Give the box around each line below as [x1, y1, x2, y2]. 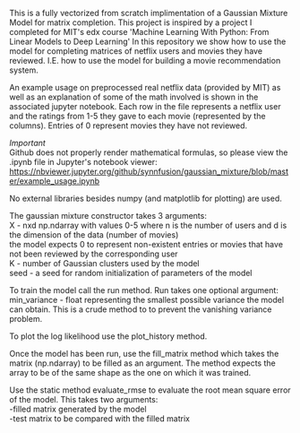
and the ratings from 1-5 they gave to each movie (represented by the [9, 111, 266, 121]
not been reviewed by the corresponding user [9, 248, 178, 259]
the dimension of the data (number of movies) [9, 229, 179, 240]
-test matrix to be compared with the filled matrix [9, 413, 191, 424]
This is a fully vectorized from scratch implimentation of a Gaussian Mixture [9, 8, 288, 18]
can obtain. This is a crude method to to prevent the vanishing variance [9, 304, 272, 315]
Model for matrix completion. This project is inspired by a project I [9, 17, 253, 28]
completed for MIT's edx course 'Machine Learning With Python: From [9, 27, 270, 37]
